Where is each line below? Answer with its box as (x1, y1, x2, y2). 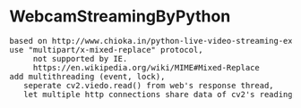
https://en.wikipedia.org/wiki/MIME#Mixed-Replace (32, 62, 260, 72)
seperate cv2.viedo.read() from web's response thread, (23, 80, 275, 90)
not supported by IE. (32, 54, 128, 63)
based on (9, 36, 47, 46)
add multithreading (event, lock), (9, 71, 166, 81)
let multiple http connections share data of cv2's (23, 89, 255, 99)
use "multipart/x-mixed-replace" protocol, (9, 45, 203, 54)
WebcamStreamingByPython (9, 6, 231, 27)
